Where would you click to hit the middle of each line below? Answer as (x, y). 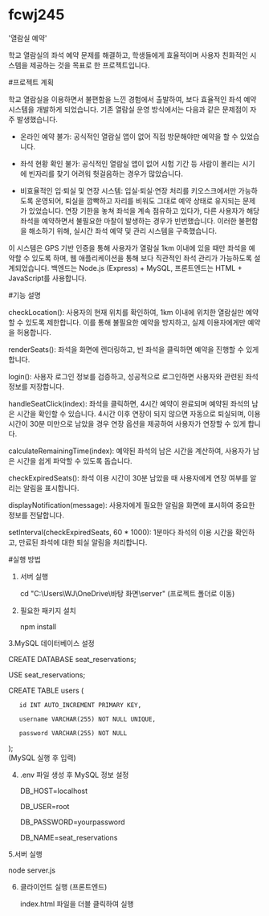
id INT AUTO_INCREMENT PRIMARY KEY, (80, 705)
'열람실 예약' (28, 38)
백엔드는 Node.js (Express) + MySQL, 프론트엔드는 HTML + (147, 268)
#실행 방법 (25, 559)
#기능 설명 (25, 295)
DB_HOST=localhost (54, 791)
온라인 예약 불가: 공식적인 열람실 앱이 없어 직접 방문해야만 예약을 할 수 (129, 136)
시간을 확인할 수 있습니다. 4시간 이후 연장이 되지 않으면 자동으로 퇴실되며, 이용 (139, 413)
